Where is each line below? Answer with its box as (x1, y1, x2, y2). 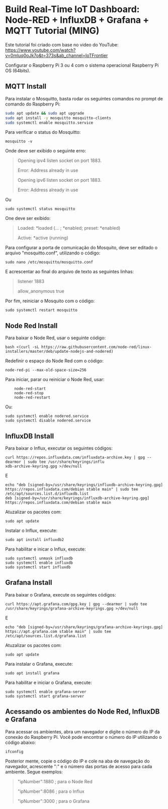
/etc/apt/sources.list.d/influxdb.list (5, 491, 89, 496)
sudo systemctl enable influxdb (5, 560, 73, 565)
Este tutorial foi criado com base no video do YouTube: (5, 41, 119, 47)
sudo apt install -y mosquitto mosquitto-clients (5, 115, 112, 121)
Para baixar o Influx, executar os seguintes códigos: (5, 445, 113, 451)
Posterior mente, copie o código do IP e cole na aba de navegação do (5, 758, 150, 764)
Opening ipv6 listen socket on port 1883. (17, 177, 102, 183)
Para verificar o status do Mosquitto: (5, 129, 81, 135)
